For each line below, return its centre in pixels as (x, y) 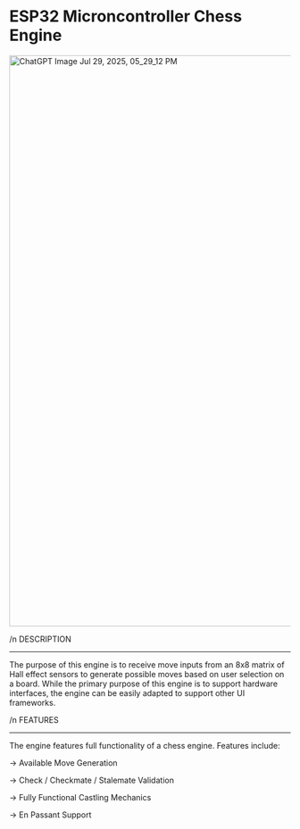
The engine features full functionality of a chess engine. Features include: (145, 745)
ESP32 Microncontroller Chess (126, 17)
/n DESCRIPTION (40, 639)
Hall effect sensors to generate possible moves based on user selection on (147, 674)
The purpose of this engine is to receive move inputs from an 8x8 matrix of (147, 664)
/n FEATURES (34, 719)
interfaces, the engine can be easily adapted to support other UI (127, 692)
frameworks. (33, 702)
